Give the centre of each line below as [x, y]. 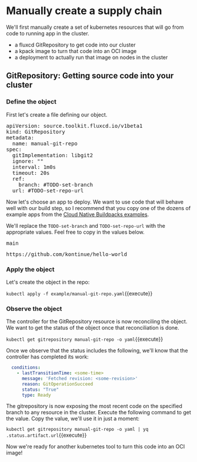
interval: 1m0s [34, 167]
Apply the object [30, 269]
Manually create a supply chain [84, 11]
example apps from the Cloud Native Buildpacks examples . [78, 214]
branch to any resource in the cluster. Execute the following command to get [98, 413]
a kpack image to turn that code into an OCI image [76, 51]
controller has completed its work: [48, 357]
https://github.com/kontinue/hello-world [67, 254]
